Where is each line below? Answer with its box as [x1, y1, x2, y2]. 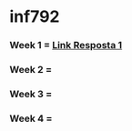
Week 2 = [9, 64, 53, 76]
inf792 [9, 6, 60, 27]
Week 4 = [9, 112, 53, 125]
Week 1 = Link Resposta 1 [9, 39, 123, 52]
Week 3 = [9, 87, 53, 100]
